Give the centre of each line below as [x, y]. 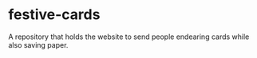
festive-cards [54, 15]
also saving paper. [38, 44]
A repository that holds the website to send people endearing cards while [129, 37]
